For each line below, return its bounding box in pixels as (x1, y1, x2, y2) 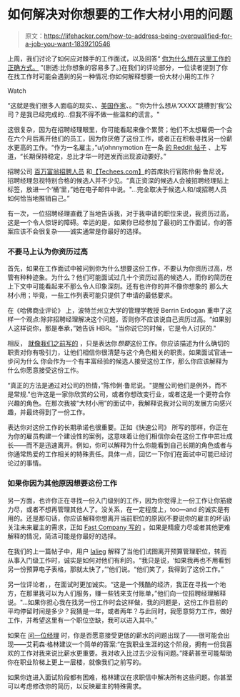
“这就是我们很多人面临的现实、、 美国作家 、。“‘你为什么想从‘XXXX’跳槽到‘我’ (7, 101, 226, 109)
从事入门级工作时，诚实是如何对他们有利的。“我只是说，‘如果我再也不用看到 (7, 556, 231, 564)
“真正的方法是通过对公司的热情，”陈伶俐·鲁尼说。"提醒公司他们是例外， (7, 381, 215, 390)
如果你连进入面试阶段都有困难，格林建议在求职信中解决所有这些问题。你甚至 (7, 673, 233, 681)
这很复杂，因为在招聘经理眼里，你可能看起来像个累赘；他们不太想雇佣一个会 (7, 125, 233, 134)
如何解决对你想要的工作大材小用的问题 (7, 6, 234, 23)
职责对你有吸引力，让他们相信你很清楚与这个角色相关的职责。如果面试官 (7, 348, 220, 357)
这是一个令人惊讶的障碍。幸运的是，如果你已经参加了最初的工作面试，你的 (7, 218, 226, 226)
